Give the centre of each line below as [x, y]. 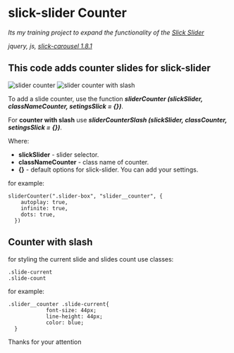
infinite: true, [45, 208]
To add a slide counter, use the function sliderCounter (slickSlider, [105, 98]
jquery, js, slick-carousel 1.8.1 [50, 46]
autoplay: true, [45, 202]
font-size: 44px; [71, 310]
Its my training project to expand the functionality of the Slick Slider [106, 32]
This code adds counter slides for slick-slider [109, 68]
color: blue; [64, 322]
